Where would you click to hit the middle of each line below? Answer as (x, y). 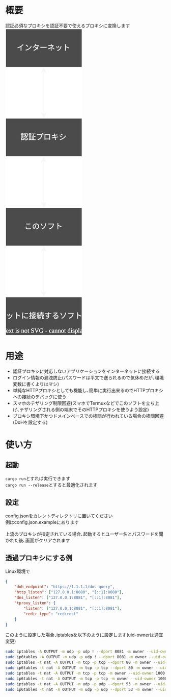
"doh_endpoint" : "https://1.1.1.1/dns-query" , (65, 587)
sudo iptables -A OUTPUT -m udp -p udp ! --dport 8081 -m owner (75, 652)
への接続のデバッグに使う (39, 397)
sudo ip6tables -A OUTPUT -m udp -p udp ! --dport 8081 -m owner (76, 657)
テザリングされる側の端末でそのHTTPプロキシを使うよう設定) (84, 410)
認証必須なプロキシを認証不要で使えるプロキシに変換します (68, 26)
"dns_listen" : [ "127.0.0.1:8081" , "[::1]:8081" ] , (68, 598)
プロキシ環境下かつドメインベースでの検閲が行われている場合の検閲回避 (88, 416)
